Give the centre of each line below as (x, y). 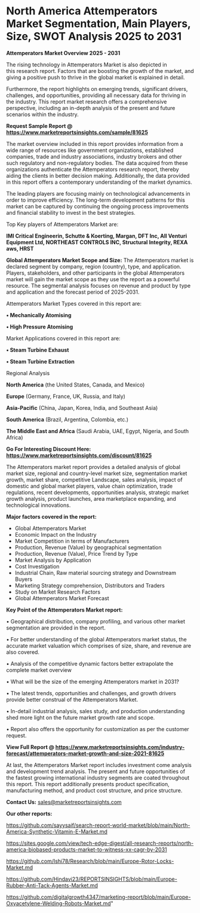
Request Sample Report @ (39, 126)
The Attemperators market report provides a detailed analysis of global (93, 467)
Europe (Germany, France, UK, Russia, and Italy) (66, 396)
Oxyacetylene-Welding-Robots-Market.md (59, 903)
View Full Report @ (30, 747)
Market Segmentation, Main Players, (99, 24)
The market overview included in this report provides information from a (95, 144)
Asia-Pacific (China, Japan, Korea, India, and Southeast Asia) (82, 407)
